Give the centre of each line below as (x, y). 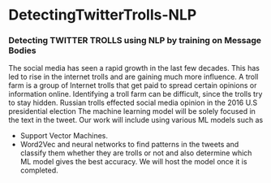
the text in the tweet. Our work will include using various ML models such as (136, 120)
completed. (39, 170)
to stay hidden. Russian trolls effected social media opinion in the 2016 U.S (133, 102)
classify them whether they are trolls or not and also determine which (136, 153)
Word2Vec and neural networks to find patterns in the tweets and (129, 145)
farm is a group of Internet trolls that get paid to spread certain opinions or (133, 85)
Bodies (22, 50)
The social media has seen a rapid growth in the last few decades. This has (134, 68)
